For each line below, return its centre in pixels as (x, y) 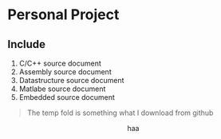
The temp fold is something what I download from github (120, 113)
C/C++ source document (60, 63)
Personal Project (63, 15)
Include (26, 44)
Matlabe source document (62, 89)
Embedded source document (67, 97)
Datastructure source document (71, 80)
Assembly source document (65, 72)
